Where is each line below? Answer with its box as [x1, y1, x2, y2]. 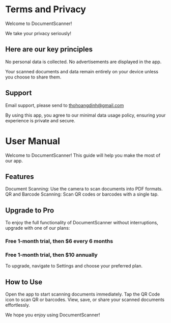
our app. [5, 157, 23, 164]
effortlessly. [5, 302, 31, 308]
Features [5, 172, 34, 181]
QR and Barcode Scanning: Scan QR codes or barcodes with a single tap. [5, 191, 159, 197]
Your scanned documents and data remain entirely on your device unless [5, 68, 159, 74]
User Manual [5, 135, 60, 147]
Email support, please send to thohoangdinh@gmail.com [5, 102, 124, 108]
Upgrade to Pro [5, 206, 54, 214]
